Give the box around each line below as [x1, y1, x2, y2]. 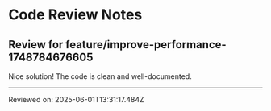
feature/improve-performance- [65, 38, 227, 51]
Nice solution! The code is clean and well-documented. [8, 72, 192, 81]
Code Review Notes [8, 6, 143, 24]
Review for [8, 38, 64, 51]
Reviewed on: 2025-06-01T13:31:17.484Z [8, 95, 144, 104]
